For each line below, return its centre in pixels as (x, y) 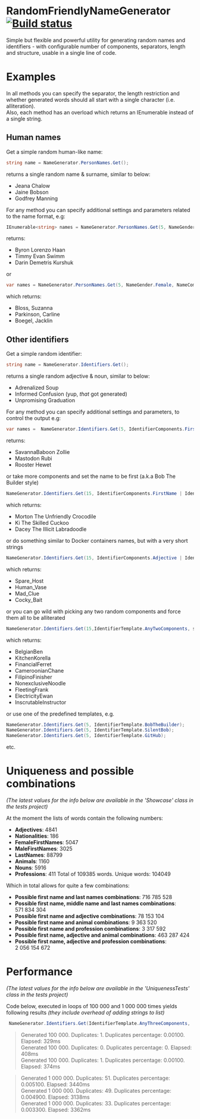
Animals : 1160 (32, 862)
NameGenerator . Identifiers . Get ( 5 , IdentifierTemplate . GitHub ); (86, 736)
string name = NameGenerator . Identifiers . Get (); (68, 365)
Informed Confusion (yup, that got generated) (71, 394)
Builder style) (22, 482)
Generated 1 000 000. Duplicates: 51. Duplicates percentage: (96, 1078)
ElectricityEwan (34, 696)
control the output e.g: (34, 418)
